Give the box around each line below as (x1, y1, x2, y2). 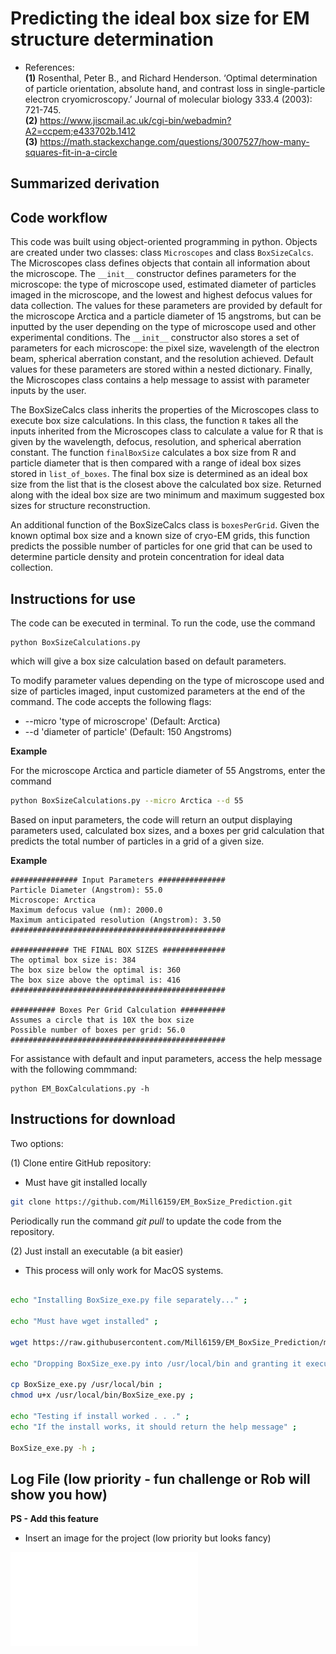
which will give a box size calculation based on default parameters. (10, 655, 287, 667)
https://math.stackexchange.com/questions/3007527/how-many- (39, 135, 310, 147)
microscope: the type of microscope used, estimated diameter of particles (10, 278, 317, 291)
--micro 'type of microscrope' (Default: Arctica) (24, 715, 221, 727)
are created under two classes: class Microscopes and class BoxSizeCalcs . (10, 247, 314, 259)
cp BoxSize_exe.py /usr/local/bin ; (10, 1380, 163, 1390)
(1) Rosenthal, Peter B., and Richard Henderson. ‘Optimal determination (24, 72, 318, 84)
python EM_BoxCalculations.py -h (10, 1083, 150, 1094)
